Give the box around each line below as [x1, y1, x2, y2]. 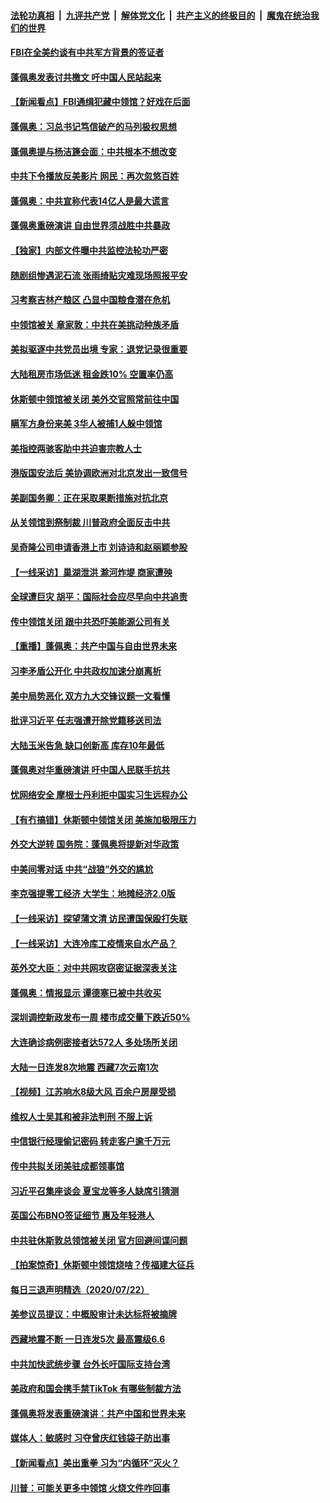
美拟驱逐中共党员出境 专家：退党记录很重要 [10, 343, 188, 355]
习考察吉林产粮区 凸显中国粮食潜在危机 [10, 294, 171, 306]
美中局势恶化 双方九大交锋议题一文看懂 [10, 690, 171, 702]
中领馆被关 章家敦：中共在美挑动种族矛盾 [10, 318, 180, 330]
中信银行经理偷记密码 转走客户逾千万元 [10, 1135, 171, 1147]
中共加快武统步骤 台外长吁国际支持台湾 [10, 1358, 171, 1370]
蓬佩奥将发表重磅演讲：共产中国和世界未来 [10, 1407, 186, 1419]
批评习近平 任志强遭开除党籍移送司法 [10, 715, 162, 727]
